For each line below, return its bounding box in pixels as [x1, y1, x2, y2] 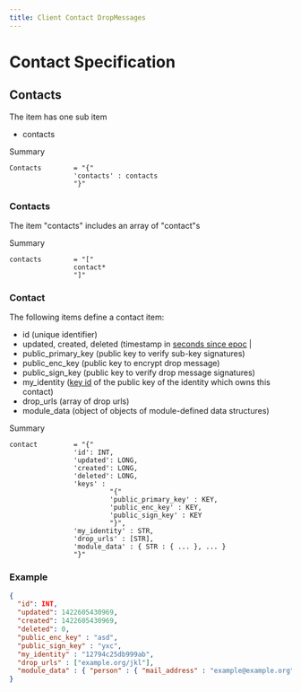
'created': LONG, [73, 464, 139, 473]
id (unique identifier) [21, 329, 99, 340]
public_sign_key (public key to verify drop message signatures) [21, 367, 255, 378]
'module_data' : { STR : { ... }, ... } [73, 542, 227, 552]
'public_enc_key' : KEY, [108, 504, 202, 512]
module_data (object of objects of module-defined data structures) [21, 406, 271, 416]
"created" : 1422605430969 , [17, 617, 118, 626]
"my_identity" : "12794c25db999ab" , [17, 650, 154, 659]
